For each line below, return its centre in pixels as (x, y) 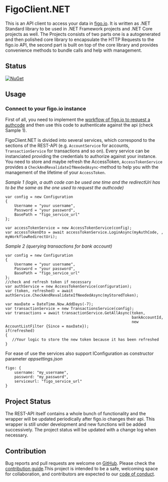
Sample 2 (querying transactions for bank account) (59, 246)
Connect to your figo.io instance (46, 109)
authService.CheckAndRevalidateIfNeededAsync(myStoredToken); (72, 295)
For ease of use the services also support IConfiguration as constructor (79, 353)
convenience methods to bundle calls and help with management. (74, 50)
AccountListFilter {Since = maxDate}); (47, 327)
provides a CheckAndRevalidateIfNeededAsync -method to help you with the (82, 167)
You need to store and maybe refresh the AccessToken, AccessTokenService (84, 162)
